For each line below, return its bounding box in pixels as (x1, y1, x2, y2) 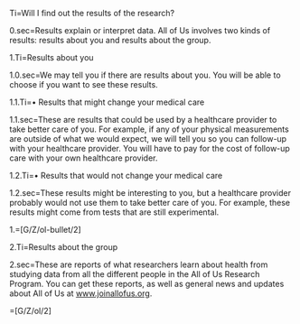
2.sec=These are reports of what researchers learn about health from (9, 259, 268, 270)
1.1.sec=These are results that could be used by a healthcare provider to (9, 115, 277, 125)
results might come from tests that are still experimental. (9, 207, 220, 218)
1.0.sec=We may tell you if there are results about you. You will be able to (9, 69, 282, 80)
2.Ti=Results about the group (9, 242, 118, 252)
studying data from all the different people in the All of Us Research (9, 269, 260, 279)
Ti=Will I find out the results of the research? (9, 8, 174, 18)
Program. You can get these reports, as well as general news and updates (9, 279, 285, 289)
